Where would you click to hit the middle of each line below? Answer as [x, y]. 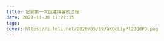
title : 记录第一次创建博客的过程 [43, 12]
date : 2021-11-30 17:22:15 [40, 17]
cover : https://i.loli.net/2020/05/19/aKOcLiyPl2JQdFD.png [82, 29]
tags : [13, 23]
